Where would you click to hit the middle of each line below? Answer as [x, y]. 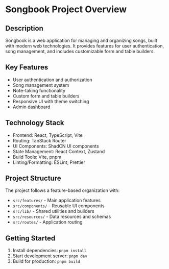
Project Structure [33, 178]
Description [24, 28]
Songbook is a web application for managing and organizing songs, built [81, 40]
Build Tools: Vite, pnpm [37, 157]
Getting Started [30, 238]
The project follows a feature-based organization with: [63, 190]
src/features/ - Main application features [57, 201]
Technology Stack [35, 123]
